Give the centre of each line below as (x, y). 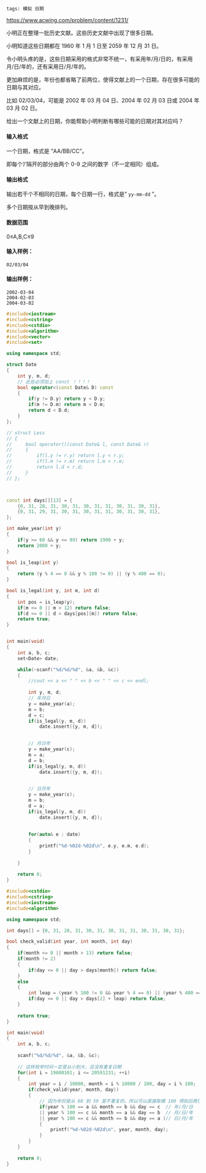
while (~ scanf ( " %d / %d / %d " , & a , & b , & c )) (68, 669)
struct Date (21, 365)
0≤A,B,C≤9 (20, 236)
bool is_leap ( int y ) (33, 563)
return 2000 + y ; (40, 545)
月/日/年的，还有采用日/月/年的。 (48, 67)
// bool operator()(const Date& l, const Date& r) (78, 444)
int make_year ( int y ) (34, 529)
